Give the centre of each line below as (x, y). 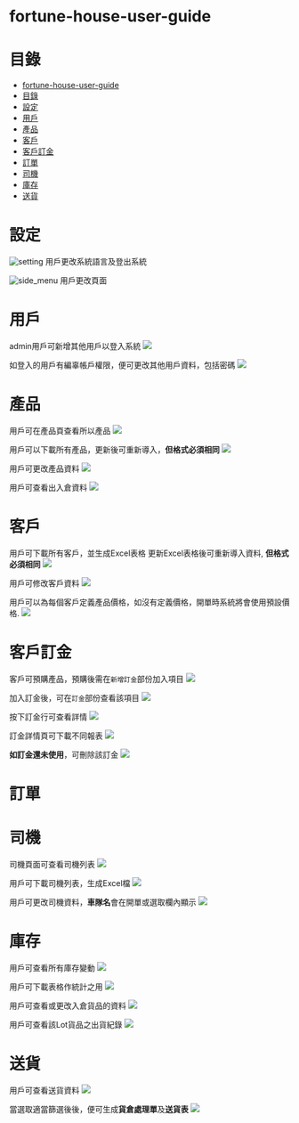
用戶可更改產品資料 (44, 468)
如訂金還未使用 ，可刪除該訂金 (64, 754)
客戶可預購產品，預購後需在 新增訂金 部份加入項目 (97, 679)
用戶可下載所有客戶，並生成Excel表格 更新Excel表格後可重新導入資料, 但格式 (149, 553)
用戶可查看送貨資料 (44, 1090)
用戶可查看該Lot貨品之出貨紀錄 (66, 1024)
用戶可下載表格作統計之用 (56, 987)
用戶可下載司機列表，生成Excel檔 (70, 883)
